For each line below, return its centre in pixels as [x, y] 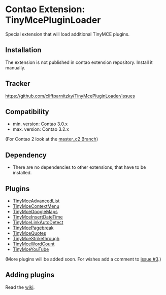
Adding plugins [30, 275]
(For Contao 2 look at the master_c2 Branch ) [52, 139]
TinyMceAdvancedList [36, 201]
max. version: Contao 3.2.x [41, 129]
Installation [23, 50]
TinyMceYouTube [31, 249]
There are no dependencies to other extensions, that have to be [79, 167]
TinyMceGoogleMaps [35, 212]
